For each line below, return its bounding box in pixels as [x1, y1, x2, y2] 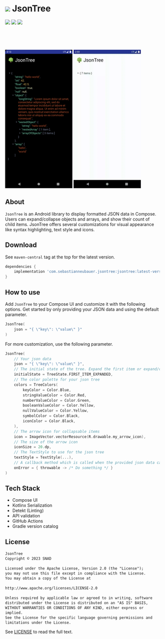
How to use [5, 288, 40, 296]
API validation [12, 513, 40, 519]
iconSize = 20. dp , [14, 445, 52, 449]
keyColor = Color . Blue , [23, 387, 71, 392]
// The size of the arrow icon [14, 439, 78, 445]
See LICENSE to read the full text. [5, 629, 73, 635]
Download [5, 241, 37, 249]
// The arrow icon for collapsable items [14, 429, 100, 434]
